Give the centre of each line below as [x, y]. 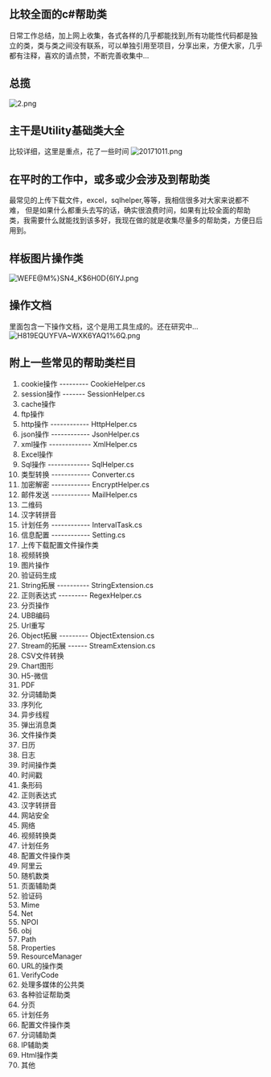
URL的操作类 [42, 966]
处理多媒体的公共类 [53, 984]
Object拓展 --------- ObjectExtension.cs [88, 636]
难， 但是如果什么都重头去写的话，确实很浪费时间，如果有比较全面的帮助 [130, 210]
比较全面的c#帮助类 [58, 14]
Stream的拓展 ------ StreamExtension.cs [88, 645]
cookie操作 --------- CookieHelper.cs [83, 383]
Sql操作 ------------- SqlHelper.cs [77, 464]
